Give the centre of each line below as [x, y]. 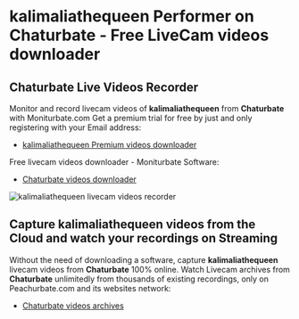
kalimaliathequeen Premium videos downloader [109, 145]
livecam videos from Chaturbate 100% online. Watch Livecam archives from [149, 269]
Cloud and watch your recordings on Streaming [144, 238]
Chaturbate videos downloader [79, 179]
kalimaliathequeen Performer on [132, 16]
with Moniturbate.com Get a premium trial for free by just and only [131, 118]
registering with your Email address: [75, 127]
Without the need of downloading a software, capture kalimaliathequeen [144, 259]
